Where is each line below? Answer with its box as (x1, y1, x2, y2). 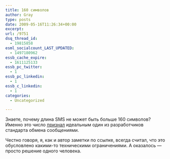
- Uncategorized (10, 98, 45, 103)
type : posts (5, 17, 31, 22)
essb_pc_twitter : (5, 64, 42, 70)
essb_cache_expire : (5, 55, 47, 60)
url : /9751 (5, 31, 29, 36)
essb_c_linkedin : (5, 83, 42, 88)
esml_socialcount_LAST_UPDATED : (5, 46, 74, 51)
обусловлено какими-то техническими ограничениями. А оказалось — (5, 143, 162, 149)
